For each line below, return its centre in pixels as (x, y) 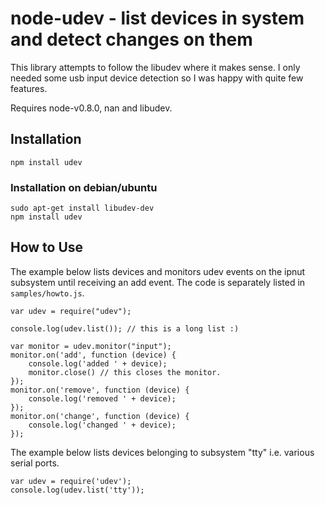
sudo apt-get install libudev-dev (82, 208)
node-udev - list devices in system (157, 18)
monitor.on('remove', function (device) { (100, 390)
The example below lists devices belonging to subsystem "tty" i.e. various (162, 452)
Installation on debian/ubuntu (84, 187)
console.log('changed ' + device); (102, 425)
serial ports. (35, 463)
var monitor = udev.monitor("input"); (91, 346)
